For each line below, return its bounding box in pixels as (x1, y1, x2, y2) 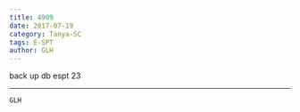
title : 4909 (9, 12, 54, 22)
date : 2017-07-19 (9, 21, 74, 30)
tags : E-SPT (9, 37, 54, 47)
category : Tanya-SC (9, 29, 82, 38)
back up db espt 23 (9, 70, 81, 81)
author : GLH (9, 46, 54, 55)
